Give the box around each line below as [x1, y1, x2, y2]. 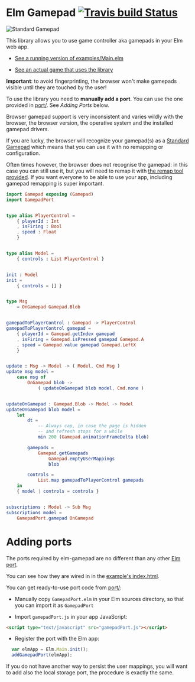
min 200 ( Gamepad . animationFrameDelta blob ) [37, 434, 149, 440]
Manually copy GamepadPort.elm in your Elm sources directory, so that [14, 595, 184, 602]
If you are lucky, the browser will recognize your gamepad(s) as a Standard [6, 137, 189, 144]
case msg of [17, 374, 46, 381]
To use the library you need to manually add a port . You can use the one [6, 95, 183, 102]
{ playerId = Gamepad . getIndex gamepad [17, 331, 115, 337]
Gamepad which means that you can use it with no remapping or [6, 143, 164, 150]
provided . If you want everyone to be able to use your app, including [6, 173, 173, 180]
